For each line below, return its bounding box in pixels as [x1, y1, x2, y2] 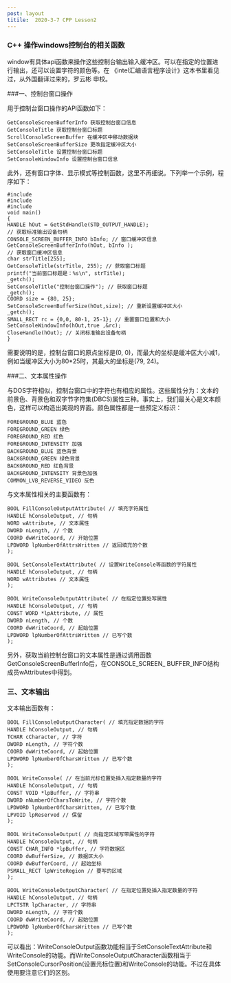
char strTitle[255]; [7, 255, 67, 262]
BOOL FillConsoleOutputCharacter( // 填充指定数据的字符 [7, 719, 164, 726]
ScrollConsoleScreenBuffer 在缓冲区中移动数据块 [7, 134, 139, 141]
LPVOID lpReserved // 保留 [7, 811, 82, 819]
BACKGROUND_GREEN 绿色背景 [7, 455, 80, 462]
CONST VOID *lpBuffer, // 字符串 [7, 790, 100, 797]
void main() [7, 209, 41, 216]
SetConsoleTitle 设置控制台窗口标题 [7, 148, 103, 155]
